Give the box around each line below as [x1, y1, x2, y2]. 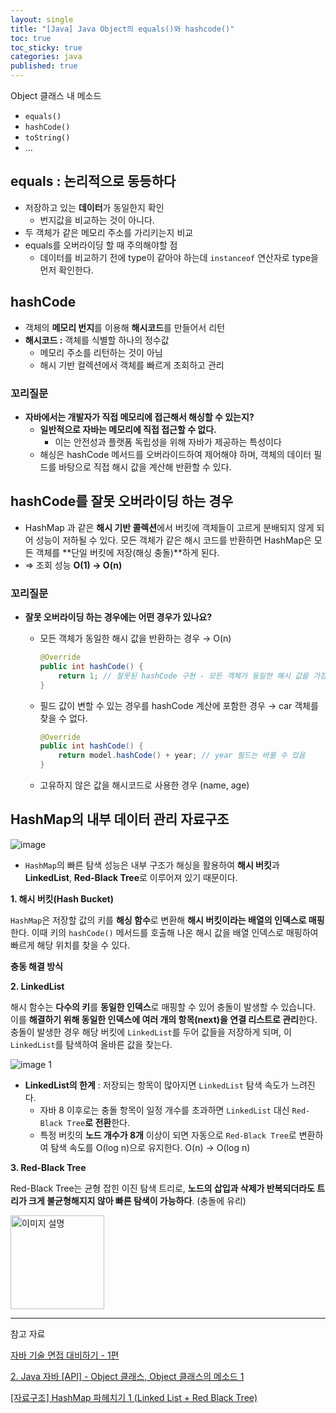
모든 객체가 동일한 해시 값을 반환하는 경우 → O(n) [39, 632, 232, 645]
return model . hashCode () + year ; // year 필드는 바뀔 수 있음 [58, 751, 306, 761]
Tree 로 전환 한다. [66, 1116, 130, 1128]
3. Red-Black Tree [10, 1161, 87, 1173]
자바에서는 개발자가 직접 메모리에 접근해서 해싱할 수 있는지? [24, 411, 255, 423]
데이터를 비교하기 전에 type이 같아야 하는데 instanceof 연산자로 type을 [39, 251, 319, 263]
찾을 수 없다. [39, 712, 88, 724]
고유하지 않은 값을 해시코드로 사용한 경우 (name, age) [39, 779, 250, 791]
